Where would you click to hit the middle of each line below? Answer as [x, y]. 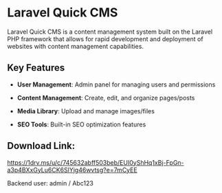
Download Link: [41, 146]
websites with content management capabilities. [76, 46]
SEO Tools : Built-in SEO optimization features [81, 124]
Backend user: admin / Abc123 [51, 183]
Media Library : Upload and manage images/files [86, 111]
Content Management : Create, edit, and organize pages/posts [106, 98]
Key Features [36, 68]
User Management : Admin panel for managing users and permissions [116, 84]
